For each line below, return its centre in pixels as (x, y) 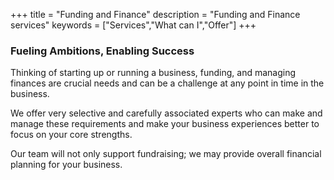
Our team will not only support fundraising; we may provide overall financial (166, 154)
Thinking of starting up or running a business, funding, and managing (153, 73)
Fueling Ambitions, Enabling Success (102, 51)
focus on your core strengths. (71, 135)
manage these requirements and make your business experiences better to (165, 124)
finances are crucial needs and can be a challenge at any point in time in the (167, 83)
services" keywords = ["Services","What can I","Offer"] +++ (133, 25)
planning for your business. (66, 165)
